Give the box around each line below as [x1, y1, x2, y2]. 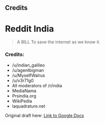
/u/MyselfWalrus [12, 72, 45, 78]
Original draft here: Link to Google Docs [5, 112, 84, 118]
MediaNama [12, 88, 36, 94]
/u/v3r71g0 [12, 77, 34, 83]
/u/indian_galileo [12, 62, 45, 68]
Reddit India [5, 23, 54, 34]
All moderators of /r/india [12, 82, 62, 88]
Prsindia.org [12, 93, 36, 98]
